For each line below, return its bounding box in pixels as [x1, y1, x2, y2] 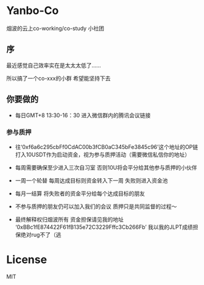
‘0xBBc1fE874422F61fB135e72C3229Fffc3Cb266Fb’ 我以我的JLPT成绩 [15, 223, 193, 231]
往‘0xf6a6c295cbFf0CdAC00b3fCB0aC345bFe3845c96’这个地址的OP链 [15, 143, 199, 150]
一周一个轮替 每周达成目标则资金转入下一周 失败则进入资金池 [15, 176, 168, 184]
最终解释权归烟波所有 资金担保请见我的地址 [15, 215, 124, 223]
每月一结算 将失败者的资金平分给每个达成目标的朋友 [15, 190, 145, 197]
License [6, 253, 47, 267]
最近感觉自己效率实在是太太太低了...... [6, 62, 102, 69]
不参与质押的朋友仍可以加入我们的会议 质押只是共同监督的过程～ [15, 203, 177, 210]
